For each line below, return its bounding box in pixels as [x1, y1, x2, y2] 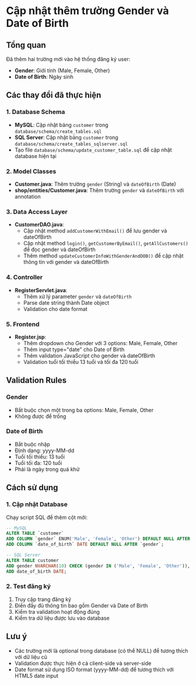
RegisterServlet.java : [14, 286, 67, 293]
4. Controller [6, 273, 43, 282]
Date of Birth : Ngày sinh [14, 73, 73, 80]
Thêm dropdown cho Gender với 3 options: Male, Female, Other [23, 339, 178, 346]
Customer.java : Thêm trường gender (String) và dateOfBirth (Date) [14, 181, 177, 188]
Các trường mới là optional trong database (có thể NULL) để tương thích [14, 647, 188, 654]
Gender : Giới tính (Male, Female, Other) [14, 67, 110, 74]
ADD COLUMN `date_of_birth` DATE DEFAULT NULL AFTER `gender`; [6, 542, 164, 547]
